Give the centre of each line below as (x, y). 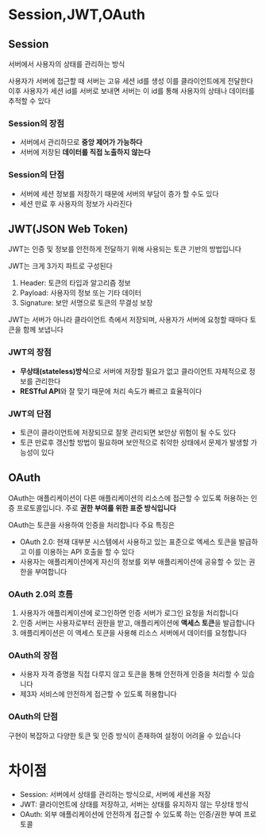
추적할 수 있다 (30, 101)
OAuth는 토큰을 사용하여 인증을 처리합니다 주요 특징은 (92, 525)
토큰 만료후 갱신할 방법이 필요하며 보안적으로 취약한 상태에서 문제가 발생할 (134, 442)
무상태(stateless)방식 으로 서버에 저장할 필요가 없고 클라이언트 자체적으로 (133, 371)
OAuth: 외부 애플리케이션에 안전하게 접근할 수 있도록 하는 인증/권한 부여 (131, 814)
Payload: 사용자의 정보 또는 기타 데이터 (80, 293)
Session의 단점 (37, 175)
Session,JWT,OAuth (77, 15)
